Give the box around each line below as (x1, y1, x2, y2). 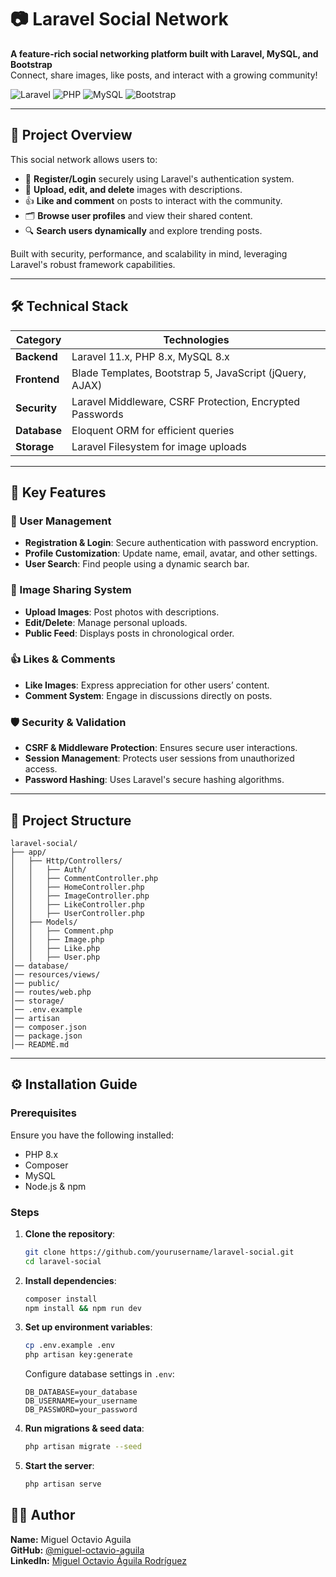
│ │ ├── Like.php (10, 943, 101, 953)
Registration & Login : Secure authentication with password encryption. (24, 537, 319, 549)
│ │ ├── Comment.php (10, 926, 114, 936)
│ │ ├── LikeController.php (10, 899, 145, 910)
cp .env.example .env (24, 1341, 115, 1351)
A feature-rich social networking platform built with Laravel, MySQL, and (10, 47, 319, 60)
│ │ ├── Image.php (10, 934, 105, 945)
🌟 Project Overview (10, 127, 133, 144)
